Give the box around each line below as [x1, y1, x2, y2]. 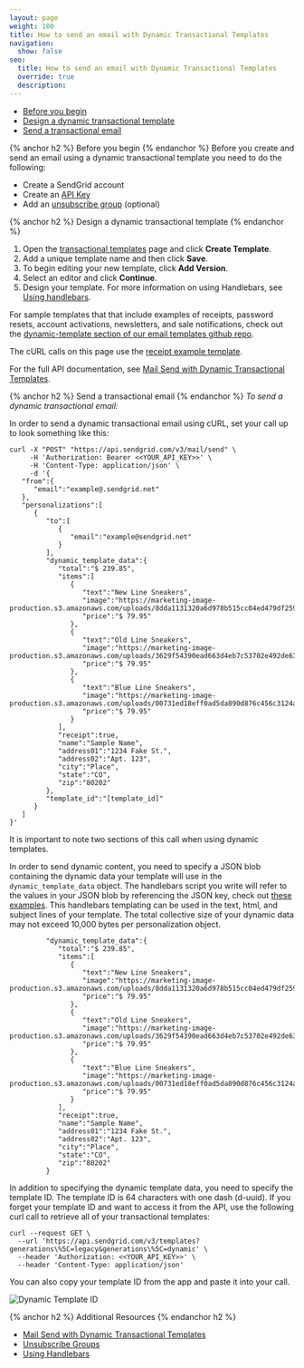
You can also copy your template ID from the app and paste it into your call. [9, 1276, 290, 1287]
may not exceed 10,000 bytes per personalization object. [9, 918, 222, 929]
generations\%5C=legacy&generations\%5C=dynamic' [9, 1244, 201, 1254]
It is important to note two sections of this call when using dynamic [9, 833, 260, 844]
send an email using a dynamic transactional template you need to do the [9, 151, 282, 163]
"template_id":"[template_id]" [45, 794, 165, 803]
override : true [17, 73, 75, 82]
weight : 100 [9, 22, 54, 31]
